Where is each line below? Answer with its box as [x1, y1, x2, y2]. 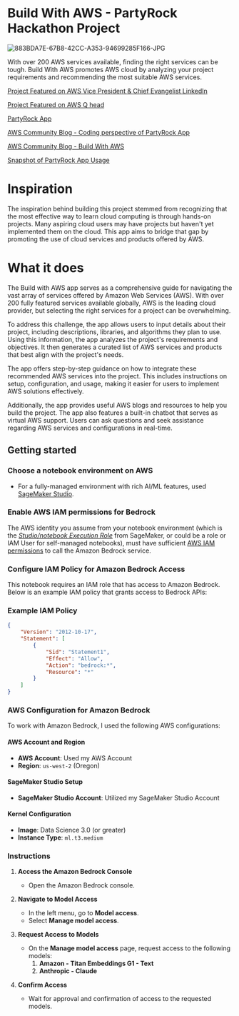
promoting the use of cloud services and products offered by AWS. [7, 234, 205, 243]
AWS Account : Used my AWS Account [17, 753, 132, 762]
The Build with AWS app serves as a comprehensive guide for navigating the [7, 283, 233, 292]
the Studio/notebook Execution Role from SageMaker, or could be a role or [7, 530, 226, 540]
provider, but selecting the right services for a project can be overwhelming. [7, 306, 231, 315]
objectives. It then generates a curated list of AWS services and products [7, 343, 223, 351]
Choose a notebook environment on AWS [7, 466, 153, 476]
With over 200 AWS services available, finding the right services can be [7, 57, 219, 66]
